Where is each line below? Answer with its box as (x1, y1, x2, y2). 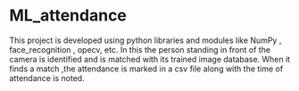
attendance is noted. (9, 72, 85, 83)
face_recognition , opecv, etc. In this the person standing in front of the (9, 44, 270, 54)
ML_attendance (9, 5, 128, 26)
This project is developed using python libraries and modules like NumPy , (9, 35, 282, 45)
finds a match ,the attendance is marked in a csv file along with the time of (9, 63, 284, 74)
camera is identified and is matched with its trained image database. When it (9, 54, 291, 64)
